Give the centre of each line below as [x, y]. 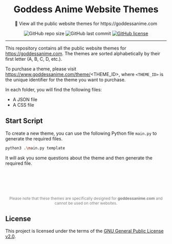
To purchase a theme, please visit [41, 69]
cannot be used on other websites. [86, 203]
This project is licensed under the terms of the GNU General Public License [84, 231]
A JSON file [25, 99]
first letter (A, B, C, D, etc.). [34, 59]
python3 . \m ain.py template [35, 148]
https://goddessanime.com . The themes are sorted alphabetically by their [83, 53]
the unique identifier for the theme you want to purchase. [66, 80]
